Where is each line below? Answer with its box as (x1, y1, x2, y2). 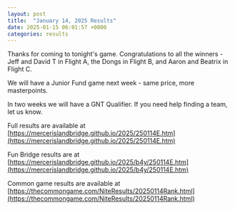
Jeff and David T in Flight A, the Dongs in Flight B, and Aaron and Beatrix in (7, 58, 229, 66)
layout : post (7, 10, 46, 18)
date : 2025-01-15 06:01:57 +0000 (7, 23, 107, 31)
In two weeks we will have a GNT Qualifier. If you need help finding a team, (7, 100, 228, 109)
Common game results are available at (7, 179, 121, 188)
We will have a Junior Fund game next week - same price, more (7, 79, 195, 88)
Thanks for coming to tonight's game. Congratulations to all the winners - (7, 50, 224, 58)
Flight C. (7, 65, 32, 73)
